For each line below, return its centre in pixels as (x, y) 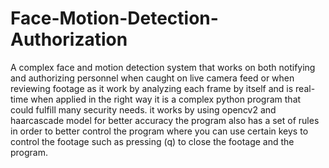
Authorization (69, 39)
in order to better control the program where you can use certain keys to (159, 131)
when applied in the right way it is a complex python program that (166, 99)
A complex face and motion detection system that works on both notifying (163, 67)
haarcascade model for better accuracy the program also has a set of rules (165, 120)
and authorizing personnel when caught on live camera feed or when (152, 78)
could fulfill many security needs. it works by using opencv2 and (143, 109)
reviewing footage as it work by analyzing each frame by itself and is (152, 88)
